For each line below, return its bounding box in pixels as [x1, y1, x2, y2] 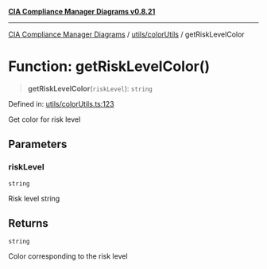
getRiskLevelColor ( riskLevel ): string [27, 84, 153, 93]
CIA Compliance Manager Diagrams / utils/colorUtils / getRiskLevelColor [8, 29, 245, 39]
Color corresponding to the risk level [8, 251, 129, 261]
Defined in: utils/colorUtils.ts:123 [8, 99, 114, 108]
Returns [8, 216, 49, 230]
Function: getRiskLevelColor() [8, 57, 211, 76]
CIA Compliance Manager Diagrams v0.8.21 [8, 7, 156, 16]
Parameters [8, 138, 68, 151]
